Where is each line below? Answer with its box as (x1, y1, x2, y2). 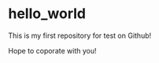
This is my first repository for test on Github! (8, 31, 152, 40)
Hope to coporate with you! (8, 46, 97, 55)
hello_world (8, 5, 87, 23)
